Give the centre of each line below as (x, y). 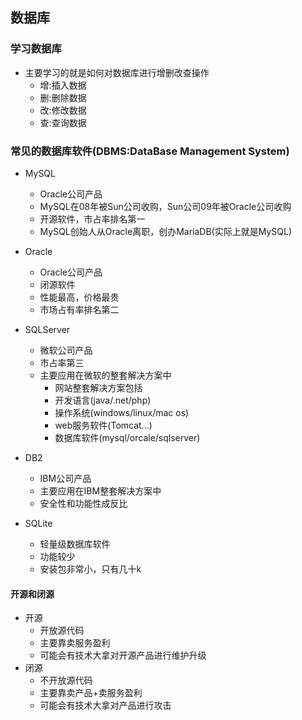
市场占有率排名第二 (79, 309)
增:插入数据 (63, 85)
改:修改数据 (63, 110)
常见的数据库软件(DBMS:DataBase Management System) (150, 151)
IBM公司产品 (65, 478)
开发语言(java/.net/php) (103, 400)
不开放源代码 (66, 680)
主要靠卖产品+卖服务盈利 (91, 693)
